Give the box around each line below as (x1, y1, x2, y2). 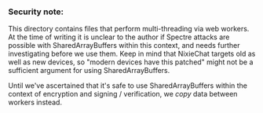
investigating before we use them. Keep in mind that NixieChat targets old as (8, 49, 256, 59)
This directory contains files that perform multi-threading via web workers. (8, 24, 250, 34)
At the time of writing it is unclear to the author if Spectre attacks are (8, 32, 230, 42)
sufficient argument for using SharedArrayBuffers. (8, 66, 170, 75)
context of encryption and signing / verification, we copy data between (8, 89, 238, 99)
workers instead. (8, 97, 63, 108)
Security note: (8, 6, 64, 17)
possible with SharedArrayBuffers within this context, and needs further (8, 41, 241, 50)
